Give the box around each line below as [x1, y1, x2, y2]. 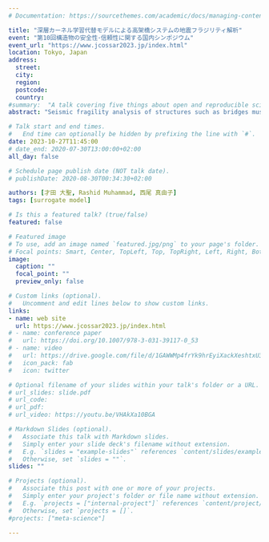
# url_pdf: [8, 403, 45, 411]
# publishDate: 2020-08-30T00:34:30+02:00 [8, 174, 152, 183]
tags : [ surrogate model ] [8, 196, 91, 204]
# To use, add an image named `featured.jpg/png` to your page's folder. [8, 240, 260, 249]
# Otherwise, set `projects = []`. [8, 507, 134, 515]
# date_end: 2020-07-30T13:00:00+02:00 [8, 145, 142, 153]
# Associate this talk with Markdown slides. [8, 432, 171, 441]
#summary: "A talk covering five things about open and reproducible [8, 101, 249, 109]
